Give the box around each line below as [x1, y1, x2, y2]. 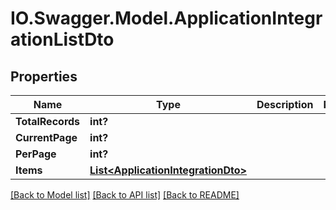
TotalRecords [15, 115, 81, 128]
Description [256, 98, 314, 111]
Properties [10, 68, 78, 85]
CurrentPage [15, 131, 78, 144]
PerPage [15, 147, 57, 161]
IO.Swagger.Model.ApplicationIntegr [10, 7, 323, 30]
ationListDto [10, 28, 115, 51]
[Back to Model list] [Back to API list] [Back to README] [10, 189, 240, 201]
